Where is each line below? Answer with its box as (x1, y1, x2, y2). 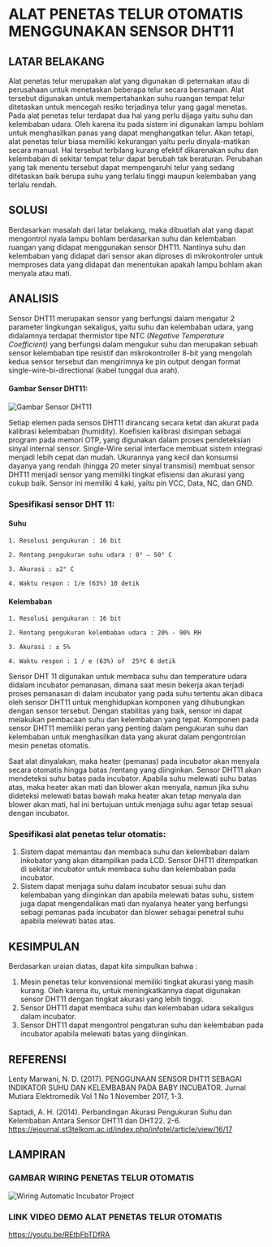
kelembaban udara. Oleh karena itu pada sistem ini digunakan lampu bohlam (8, 120, 264, 129)
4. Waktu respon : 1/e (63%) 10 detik (8, 579, 140, 587)
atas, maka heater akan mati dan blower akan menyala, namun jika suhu (8, 783, 249, 792)
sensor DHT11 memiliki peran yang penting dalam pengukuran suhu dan (8, 723, 248, 733)
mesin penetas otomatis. (8, 741, 91, 751)
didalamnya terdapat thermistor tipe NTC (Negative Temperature (8, 330, 225, 340)
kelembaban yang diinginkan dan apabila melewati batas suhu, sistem (19, 890, 254, 900)
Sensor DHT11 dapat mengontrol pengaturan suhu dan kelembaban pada (19, 1020, 264, 1030)
